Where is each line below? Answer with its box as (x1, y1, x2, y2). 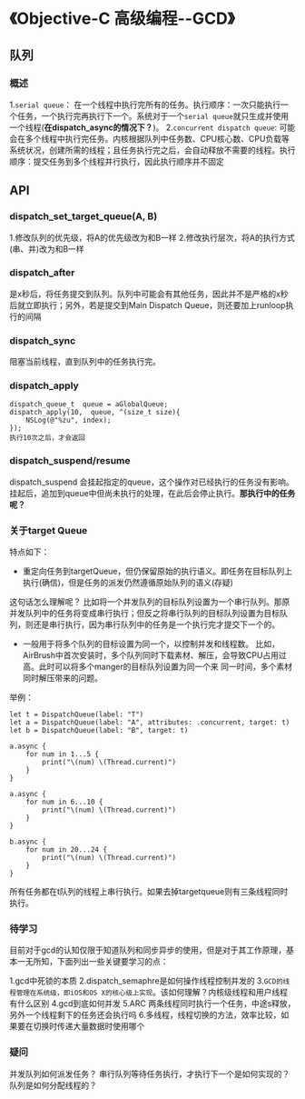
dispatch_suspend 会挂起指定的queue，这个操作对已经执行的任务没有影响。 (9, 476, 295, 487)
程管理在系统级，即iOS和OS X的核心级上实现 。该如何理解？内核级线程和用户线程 (9, 987, 289, 998)
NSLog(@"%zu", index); (25, 415, 112, 425)
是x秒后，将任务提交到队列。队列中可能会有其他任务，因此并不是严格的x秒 (9, 288, 289, 299)
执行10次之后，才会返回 (9, 434, 86, 443)
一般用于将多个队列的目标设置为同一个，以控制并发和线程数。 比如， (22, 638, 280, 650)
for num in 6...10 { (25, 797, 103, 807)
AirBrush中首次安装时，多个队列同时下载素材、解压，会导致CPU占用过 (22, 650, 288, 661)
